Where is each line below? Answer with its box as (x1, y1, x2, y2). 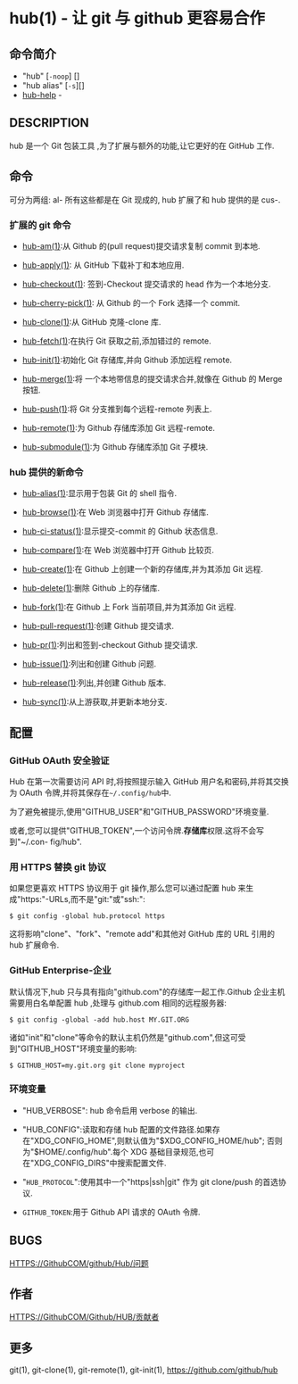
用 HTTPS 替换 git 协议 (9, 860, 107, 873)
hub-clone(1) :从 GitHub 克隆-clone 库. (21, 316, 161, 327)
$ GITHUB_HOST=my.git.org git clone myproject (9, 1061, 186, 1070)
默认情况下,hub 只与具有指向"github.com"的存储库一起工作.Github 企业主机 (9, 986, 286, 997)
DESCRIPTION (9, 115, 89, 130)
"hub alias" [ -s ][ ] (21, 80, 85, 90)
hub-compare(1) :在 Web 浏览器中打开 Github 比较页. (21, 545, 214, 556)
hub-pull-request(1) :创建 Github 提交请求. (21, 621, 175, 632)
